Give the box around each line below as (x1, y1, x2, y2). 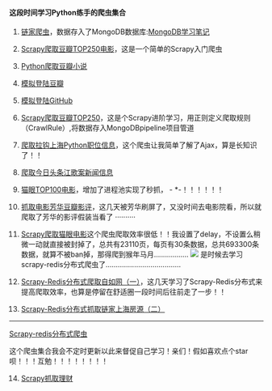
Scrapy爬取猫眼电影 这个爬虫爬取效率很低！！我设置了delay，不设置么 (20, 229, 253, 239)
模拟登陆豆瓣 (20, 79, 64, 88)
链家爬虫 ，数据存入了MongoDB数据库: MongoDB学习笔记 (20, 27, 210, 36)
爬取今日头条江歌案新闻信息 (20, 168, 114, 177)
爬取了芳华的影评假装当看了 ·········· (20, 212, 136, 222)
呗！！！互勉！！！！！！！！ (9, 356, 108, 366)
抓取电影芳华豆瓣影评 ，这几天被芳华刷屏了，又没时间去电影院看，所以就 (20, 202, 262, 212)
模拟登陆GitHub (20, 96, 73, 105)
